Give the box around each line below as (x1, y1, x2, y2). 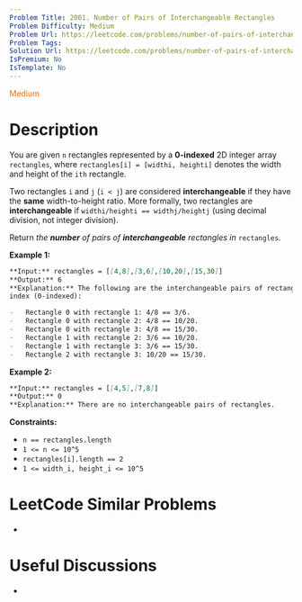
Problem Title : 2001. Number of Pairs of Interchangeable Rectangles (9, 13, 276, 22)
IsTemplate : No (9, 64, 67, 73)
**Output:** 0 (9, 392, 63, 401)
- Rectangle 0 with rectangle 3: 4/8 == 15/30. (9, 325, 200, 334)
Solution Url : (9, 47, 63, 56)
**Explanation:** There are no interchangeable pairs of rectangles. (9, 400, 276, 409)
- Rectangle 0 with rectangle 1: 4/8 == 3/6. (9, 308, 191, 318)
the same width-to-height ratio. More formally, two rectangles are (9, 195, 253, 206)
